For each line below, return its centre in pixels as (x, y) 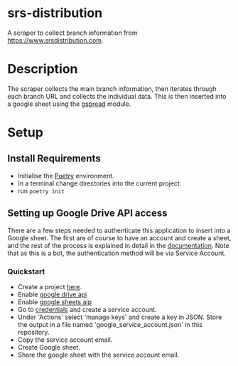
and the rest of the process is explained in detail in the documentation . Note (118, 245)
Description (43, 69)
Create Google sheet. (49, 347)
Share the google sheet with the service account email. (98, 355)
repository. (33, 332)
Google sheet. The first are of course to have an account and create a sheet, (119, 238)
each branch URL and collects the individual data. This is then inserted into (117, 96)
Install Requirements (54, 159)
